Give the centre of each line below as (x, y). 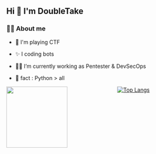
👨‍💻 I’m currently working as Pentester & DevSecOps (80, 66)
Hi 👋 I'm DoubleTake (45, 11)
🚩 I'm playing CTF (37, 42)
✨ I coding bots (34, 54)
